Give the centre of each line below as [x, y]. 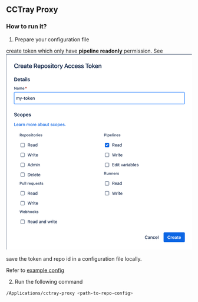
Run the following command [49, 282]
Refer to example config [35, 270]
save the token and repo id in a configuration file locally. [74, 259]
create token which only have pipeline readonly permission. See [85, 51]
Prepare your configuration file [52, 39]
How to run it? [27, 27]
